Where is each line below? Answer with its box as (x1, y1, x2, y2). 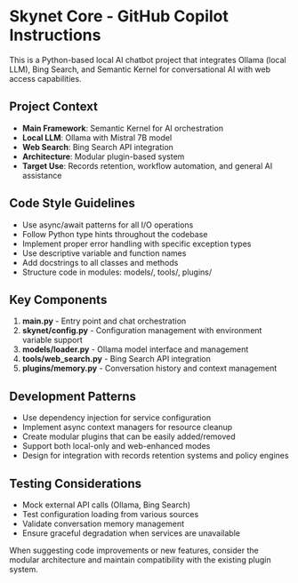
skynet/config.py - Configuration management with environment (21, 325, 262, 336)
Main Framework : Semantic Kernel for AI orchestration (21, 123, 224, 133)
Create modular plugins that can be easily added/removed (21, 431, 236, 442)
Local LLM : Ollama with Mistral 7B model (21, 132, 173, 143)
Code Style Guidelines (9, 196, 135, 211)
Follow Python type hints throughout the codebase (21, 228, 208, 239)
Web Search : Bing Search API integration (21, 141, 173, 152)
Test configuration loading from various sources (21, 509, 199, 519)
